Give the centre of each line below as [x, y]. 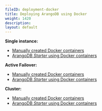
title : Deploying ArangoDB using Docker [46, 14]
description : [18, 23]
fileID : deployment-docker [32, 9]
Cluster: [13, 89]
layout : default [21, 28]
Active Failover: [21, 65]
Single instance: [22, 41]
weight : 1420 [18, 18]
